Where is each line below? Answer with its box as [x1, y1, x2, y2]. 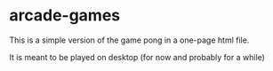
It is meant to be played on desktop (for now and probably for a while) [9, 51, 265, 62]
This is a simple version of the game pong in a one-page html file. [9, 35, 250, 45]
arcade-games [9, 5, 121, 26]
